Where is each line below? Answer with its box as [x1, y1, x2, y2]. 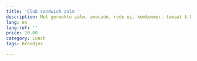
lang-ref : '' [6, 24, 38, 31]
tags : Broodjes [6, 41, 43, 47]
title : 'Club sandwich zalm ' [6, 8, 80, 15]
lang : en [6, 19, 28, 25]
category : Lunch [6, 35, 46, 41]
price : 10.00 [6, 30, 38, 36]
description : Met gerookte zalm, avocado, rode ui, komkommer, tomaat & [6, 14, 188, 20]
